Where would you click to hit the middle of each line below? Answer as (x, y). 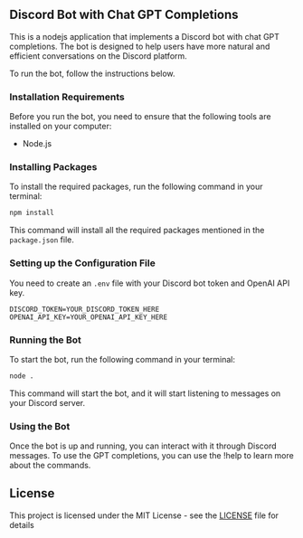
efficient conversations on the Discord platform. (98, 56)
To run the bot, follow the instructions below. (92, 73)
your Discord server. (47, 402)
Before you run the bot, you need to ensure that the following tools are (140, 117)
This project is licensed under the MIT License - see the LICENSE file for (144, 515)
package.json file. (42, 240)
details (22, 524)
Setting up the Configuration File (82, 263)
